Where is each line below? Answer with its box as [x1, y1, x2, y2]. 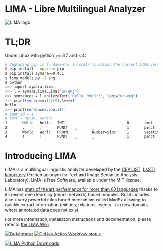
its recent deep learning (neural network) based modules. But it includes [5, 191, 149, 197]
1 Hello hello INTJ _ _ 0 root [5, 120, 153, 126]
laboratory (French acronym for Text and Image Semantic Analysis [5, 171, 138, 178]
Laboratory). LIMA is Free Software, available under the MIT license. [5, 177, 141, 183]
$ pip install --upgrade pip [5, 67, 64, 71]
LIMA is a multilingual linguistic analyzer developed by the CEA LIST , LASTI [5, 167, 155, 172]
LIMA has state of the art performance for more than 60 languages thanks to [5, 186, 158, 192]
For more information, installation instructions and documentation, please [5, 216, 151, 222]
